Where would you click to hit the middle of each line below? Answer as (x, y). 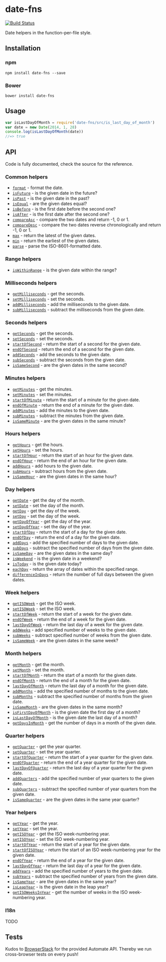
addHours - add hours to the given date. (53, 466)
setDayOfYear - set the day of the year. (52, 527)
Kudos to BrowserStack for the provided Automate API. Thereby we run (79, 949)
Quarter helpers (25, 735)
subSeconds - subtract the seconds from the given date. (69, 360)
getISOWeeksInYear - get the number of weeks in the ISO (70, 892)
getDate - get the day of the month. (48, 500)
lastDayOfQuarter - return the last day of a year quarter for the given (83, 768)
